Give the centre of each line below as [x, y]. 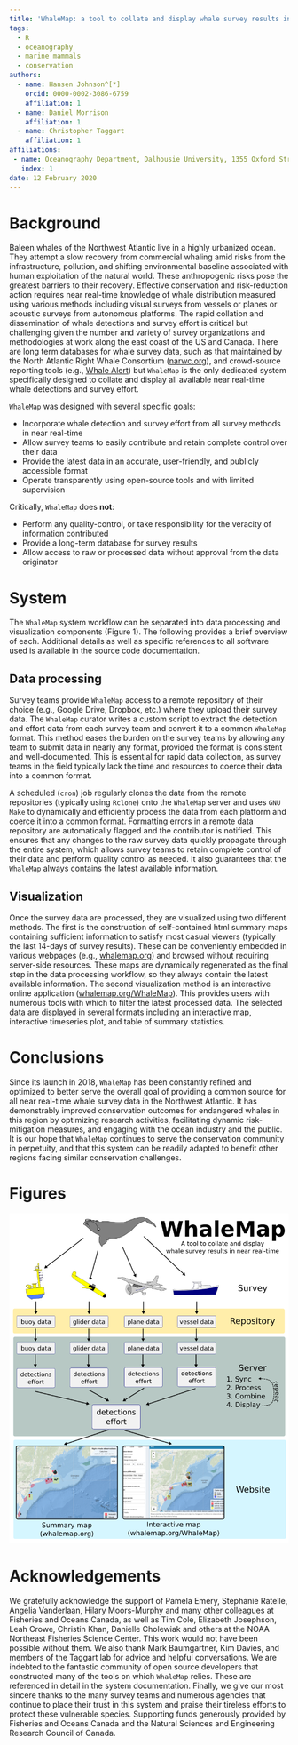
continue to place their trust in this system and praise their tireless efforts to [148, 1705]
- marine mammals [49, 56]
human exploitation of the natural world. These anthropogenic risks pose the [149, 276]
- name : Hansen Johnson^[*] [69, 84]
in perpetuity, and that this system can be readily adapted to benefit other [144, 1148]
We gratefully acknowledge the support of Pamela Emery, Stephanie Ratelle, [149, 1601]
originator [40, 562]
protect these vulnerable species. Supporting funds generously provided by [148, 1714]
